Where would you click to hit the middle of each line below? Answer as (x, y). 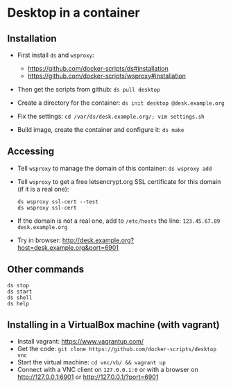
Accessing (31, 152)
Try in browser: (39, 240)
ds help (18, 303)
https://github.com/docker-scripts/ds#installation (98, 68)
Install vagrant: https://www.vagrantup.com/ (80, 341)
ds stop (18, 285)
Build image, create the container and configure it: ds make (101, 129)
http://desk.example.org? (98, 240)
